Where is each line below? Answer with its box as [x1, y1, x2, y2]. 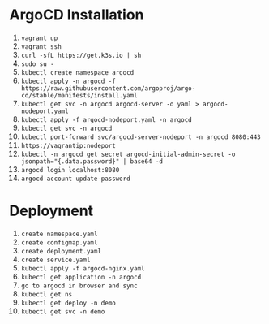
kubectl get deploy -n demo [20, 299, 116, 307]
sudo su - [20, 59, 55, 68]
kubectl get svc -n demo [20, 307, 105, 316]
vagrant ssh [20, 42, 62, 50]
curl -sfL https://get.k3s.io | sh [20, 51, 142, 59]
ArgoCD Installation [9, 6, 144, 24]
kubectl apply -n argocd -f [20, 77, 116, 85]
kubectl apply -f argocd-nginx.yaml [20, 264, 145, 273]
